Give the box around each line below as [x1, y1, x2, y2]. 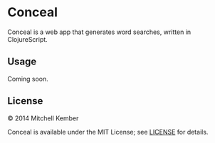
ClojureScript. [7, 35, 48, 43]
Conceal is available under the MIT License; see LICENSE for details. [7, 127, 209, 136]
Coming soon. [7, 74, 48, 83]
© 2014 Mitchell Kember [7, 114, 79, 122]
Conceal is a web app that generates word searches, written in [7, 28, 192, 36]
